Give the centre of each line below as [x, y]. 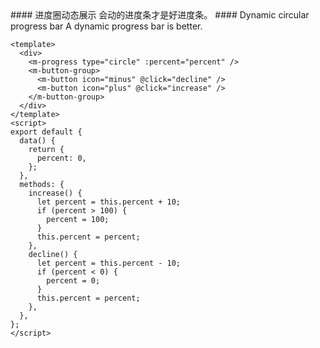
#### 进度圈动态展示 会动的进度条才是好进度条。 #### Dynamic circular [160, 15]
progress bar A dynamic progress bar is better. [106, 26]
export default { [46, 132]
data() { [37, 141]
